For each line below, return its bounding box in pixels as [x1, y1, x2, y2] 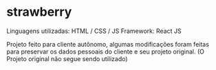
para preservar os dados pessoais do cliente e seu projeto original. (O [6, 47, 204, 56]
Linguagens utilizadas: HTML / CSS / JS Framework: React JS [6, 27, 182, 35]
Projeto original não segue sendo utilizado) [6, 54, 128, 62]
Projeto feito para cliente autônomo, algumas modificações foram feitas [6, 40, 209, 48]
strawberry [6, 4, 72, 20]
